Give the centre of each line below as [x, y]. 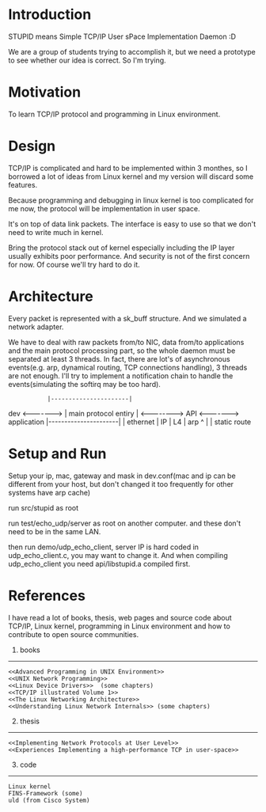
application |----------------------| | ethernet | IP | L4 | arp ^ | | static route [130, 422]
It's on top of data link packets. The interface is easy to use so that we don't [132, 224]
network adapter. [36, 327]
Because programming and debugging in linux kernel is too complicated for [131, 200]
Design [32, 146]
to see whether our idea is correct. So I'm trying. [87, 60]
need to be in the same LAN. [55, 531]
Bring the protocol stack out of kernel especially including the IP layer [122, 248]
